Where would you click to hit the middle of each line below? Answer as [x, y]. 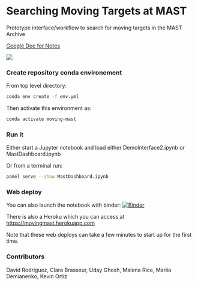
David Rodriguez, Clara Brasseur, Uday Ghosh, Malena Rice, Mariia [89, 270]
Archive [16, 34]
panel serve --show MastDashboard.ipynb [58, 177]
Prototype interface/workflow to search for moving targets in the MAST [94, 28]
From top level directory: [37, 86]
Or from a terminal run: [34, 166]
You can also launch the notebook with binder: [64, 205]
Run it [15, 135]
